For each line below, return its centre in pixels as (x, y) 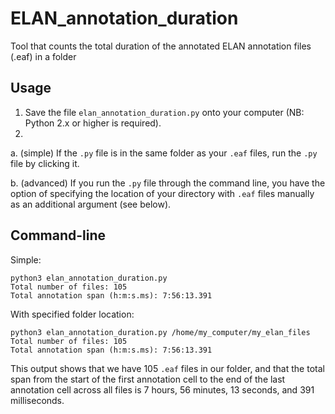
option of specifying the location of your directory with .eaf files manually (162, 193)
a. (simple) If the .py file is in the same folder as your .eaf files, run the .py (164, 153)
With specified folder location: (72, 314)
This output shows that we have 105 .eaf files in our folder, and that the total (167, 368)
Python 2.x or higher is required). (93, 123)
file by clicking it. (45, 163)
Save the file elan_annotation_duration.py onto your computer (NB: (164, 112)
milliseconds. (37, 400)
